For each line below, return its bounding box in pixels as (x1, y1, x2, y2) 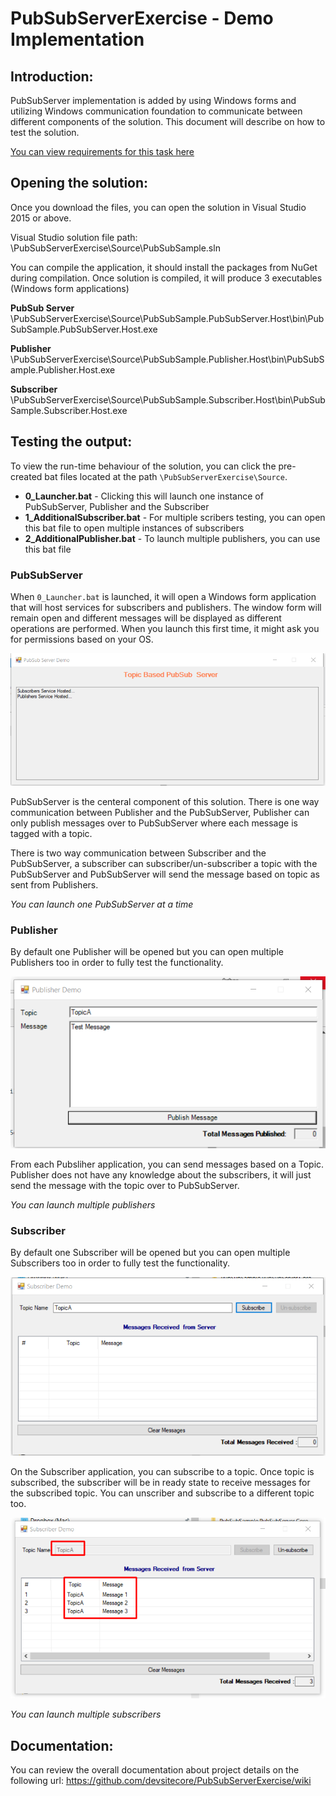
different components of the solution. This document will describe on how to (10, 116, 326, 127)
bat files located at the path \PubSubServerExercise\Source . (44, 470, 288, 482)
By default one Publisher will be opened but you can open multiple (10, 946, 284, 957)
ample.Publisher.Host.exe (10, 363, 116, 376)
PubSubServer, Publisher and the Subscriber (24, 500, 210, 512)
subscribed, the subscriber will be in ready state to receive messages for (10, 1477, 311, 1489)
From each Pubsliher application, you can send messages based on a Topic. (10, 1158, 325, 1170)
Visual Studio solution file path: (10, 231, 138, 243)
